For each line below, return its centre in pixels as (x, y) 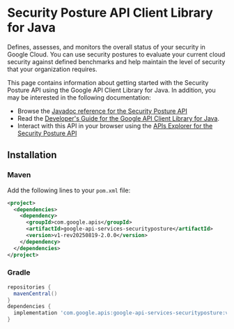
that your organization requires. (52, 69)
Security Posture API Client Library (110, 13)
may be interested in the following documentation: (79, 97)
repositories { (29, 287)
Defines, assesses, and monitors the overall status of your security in (106, 47)
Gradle (19, 273)
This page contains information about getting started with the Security (108, 82)
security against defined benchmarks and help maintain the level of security (116, 61)
